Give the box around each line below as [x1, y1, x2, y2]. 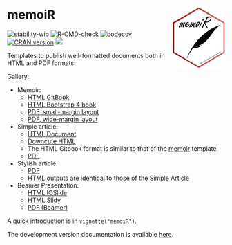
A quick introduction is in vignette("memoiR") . [7, 217, 137, 225]
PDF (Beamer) [27, 203, 68, 211]
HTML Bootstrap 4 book [27, 100, 97, 109]
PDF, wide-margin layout [27, 115, 98, 123]
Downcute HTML [27, 137, 76, 145]
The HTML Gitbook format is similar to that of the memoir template [27, 144, 217, 152]
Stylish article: [17, 159, 58, 167]
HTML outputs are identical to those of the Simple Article [27, 174, 190, 182]
